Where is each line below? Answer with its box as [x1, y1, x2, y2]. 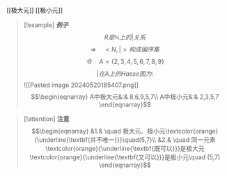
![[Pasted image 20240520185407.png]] [23, 81, 139, 89]
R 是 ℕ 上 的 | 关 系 [104, 33, 146, 41]
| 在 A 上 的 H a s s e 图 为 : [96, 70, 154, 78]
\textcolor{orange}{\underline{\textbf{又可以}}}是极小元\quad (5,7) [29, 153, 221, 161]
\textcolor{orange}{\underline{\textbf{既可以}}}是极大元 [45, 145, 205, 152]
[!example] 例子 [23, 21, 69, 29]
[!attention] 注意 [23, 115, 70, 123]
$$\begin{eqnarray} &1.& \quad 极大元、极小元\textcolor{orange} [31, 127, 219, 135]
